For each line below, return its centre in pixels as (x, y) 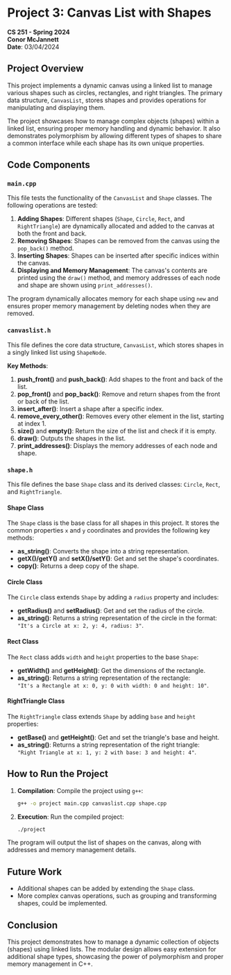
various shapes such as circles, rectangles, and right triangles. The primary (115, 92)
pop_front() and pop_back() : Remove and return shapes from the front (119, 394)
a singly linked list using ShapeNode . (57, 352)
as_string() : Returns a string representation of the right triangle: (108, 744)
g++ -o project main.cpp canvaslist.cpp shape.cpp (92, 803)
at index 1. (32, 423)
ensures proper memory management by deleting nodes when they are (109, 306)
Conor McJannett (33, 39)
